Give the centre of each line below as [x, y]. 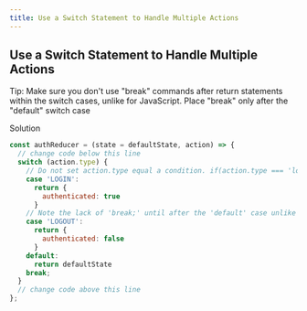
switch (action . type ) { [63, 162]
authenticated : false [84, 239]
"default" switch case [50, 111]
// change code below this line [79, 154]
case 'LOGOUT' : [55, 222]
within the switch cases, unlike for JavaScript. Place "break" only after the [149, 101]
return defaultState [73, 264]
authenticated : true [81, 196]
